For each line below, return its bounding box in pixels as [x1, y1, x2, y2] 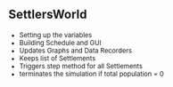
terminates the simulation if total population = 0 [19, 69, 164, 78]
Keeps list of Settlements [19, 53, 96, 63]
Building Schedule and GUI [19, 38, 102, 47]
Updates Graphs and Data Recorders [19, 46, 133, 55]
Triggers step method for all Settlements [19, 61, 144, 70]
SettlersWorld [8, 7, 87, 22]
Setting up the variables [19, 30, 93, 39]
